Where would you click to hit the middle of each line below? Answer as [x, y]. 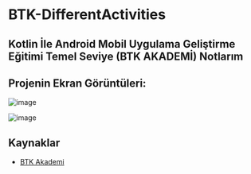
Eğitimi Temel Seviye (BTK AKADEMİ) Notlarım [126, 56]
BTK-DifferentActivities [87, 15]
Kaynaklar [34, 143]
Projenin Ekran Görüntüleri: [77, 83]
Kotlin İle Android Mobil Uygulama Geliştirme [122, 44]
